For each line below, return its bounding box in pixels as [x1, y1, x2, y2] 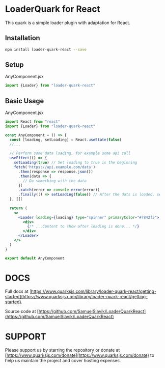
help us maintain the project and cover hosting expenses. [5, 358, 121, 364]
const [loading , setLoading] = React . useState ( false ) [9, 137, 122, 142]
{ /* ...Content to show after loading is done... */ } [27, 224, 139, 229]
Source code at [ [5, 309, 39, 314]
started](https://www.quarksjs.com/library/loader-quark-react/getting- [5, 294, 148, 300]
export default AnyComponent [5, 255, 65, 261]
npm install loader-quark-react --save [5, 47, 87, 52]
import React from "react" [5, 119, 60, 124]
